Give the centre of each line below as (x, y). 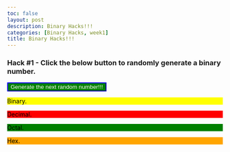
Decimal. (20, 114)
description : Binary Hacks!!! (50, 26)
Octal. (15, 128)
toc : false (23, 13)
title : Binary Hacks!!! (41, 39)
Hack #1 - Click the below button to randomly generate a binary (114, 63)
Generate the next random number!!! (57, 87)
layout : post (26, 20)
